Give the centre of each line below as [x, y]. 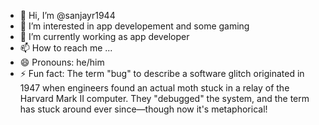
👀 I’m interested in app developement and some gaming [134, 26]
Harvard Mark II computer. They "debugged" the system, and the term [164, 98]
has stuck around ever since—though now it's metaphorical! [143, 109]
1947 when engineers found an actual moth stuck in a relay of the [154, 88]
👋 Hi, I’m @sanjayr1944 [67, 15]
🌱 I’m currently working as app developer [104, 36]
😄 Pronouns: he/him [62, 62]
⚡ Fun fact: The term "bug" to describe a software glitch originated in [162, 73]
